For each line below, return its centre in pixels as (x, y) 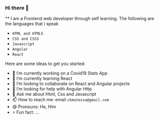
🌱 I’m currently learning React (42, 79)
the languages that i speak (32, 24)
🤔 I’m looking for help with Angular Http (52, 89)
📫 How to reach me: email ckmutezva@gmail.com (61, 100)
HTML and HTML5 (28, 34)
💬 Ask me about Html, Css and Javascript (54, 94)
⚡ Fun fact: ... (26, 112)
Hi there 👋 (17, 8)
